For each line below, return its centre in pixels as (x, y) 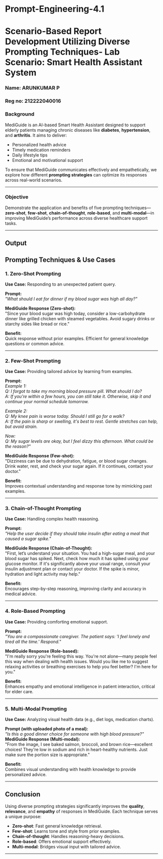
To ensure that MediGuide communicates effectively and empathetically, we (81, 170)
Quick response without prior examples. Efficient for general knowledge (77, 338)
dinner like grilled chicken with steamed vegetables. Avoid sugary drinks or (80, 318)
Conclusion (23, 794)
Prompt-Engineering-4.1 (55, 9)
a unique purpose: (23, 816)
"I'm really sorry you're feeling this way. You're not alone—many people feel (81, 656)
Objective (17, 197)
